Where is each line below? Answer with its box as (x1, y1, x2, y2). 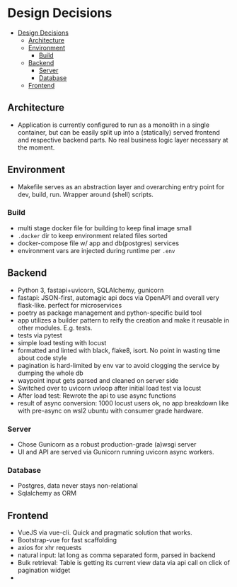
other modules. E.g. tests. (17, 323, 93, 332)
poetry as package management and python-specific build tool (17, 308, 202, 317)
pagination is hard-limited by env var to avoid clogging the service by (17, 361, 220, 369)
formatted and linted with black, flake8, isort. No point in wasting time (17, 346, 221, 354)
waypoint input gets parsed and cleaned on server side (17, 376, 179, 384)
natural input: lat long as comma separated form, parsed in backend (17, 551, 216, 559)
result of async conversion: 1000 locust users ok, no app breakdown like (17, 398, 229, 407)
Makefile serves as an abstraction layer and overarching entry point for (17, 182, 225, 191)
